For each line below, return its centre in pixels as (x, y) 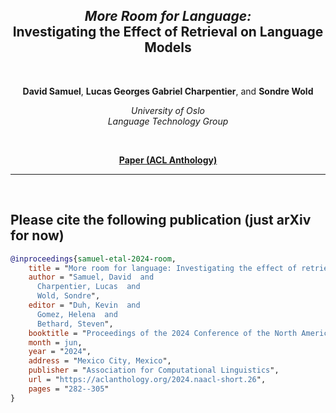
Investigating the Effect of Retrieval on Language (168, 32)
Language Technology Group (168, 121)
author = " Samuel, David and (91, 277)
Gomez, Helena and (77, 314)
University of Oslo (168, 110)
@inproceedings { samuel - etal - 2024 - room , (93, 259)
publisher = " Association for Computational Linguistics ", (154, 370)
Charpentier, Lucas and (88, 287)
